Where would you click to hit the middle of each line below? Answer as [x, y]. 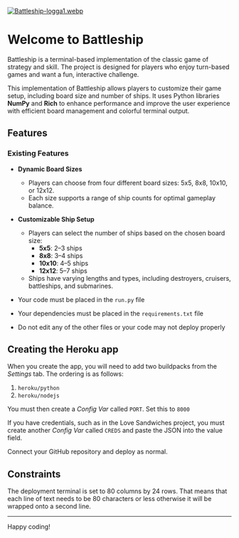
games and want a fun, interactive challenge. [73, 74]
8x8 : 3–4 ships [61, 255]
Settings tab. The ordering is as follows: [65, 374]
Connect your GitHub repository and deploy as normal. [88, 452]
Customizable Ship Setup [56, 219]
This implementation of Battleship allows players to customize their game [115, 88]
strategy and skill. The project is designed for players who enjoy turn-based [118, 67]
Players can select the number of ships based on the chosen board [127, 233]
